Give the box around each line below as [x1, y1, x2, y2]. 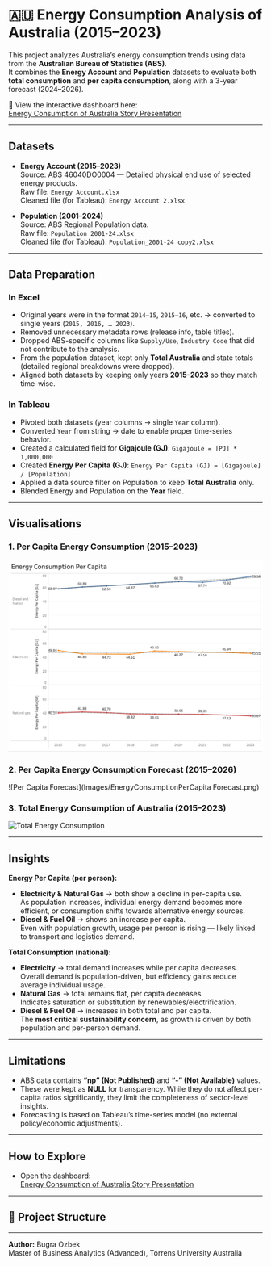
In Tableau [8, 399, 51, 410]
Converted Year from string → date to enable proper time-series [19, 425, 232, 435]
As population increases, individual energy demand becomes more [19, 898, 243, 908]
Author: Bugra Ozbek [8, 1239, 81, 1249]
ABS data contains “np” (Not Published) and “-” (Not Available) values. [19, 1075, 261, 1085]
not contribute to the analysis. [19, 345, 119, 354]
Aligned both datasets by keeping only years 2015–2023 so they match [19, 370, 258, 380]
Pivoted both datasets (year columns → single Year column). [19, 417, 221, 427]
